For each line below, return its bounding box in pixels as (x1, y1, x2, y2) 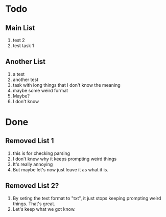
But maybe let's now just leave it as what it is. (12, 166, 109, 172)
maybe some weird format (12, 87, 68, 93)
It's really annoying (12, 161, 53, 167)
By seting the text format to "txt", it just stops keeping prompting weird (12, 195, 161, 201)
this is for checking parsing (12, 150, 70, 156)
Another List (5, 57, 46, 66)
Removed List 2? (5, 182, 59, 190)
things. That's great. (12, 201, 55, 207)
